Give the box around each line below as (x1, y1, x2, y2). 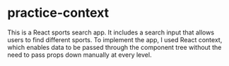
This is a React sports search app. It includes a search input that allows (7, 28, 214, 37)
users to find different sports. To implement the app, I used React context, (7, 35, 223, 44)
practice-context (7, 5, 110, 21)
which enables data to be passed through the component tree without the (7, 43, 222, 51)
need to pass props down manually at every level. (7, 51, 152, 59)
